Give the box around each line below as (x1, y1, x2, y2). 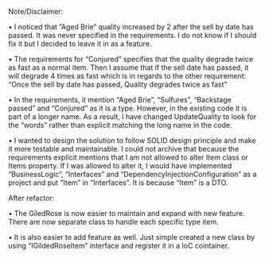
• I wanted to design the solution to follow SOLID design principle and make (8, 136, 256, 145)
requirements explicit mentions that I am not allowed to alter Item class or (8, 152, 248, 162)
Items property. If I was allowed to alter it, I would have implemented (8, 161, 232, 170)
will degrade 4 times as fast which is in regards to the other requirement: (8, 71, 247, 80)
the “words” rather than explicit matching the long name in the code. (8, 121, 232, 129)
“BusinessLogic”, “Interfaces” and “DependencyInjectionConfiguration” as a (8, 170, 257, 179)
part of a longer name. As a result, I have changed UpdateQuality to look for (8, 112, 257, 121)
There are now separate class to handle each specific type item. (8, 218, 219, 226)
